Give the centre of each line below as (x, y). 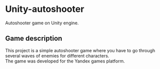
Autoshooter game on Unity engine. (42, 23)
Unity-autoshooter (45, 9)
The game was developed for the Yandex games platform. (65, 61)
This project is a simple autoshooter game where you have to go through (80, 50)
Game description (34, 38)
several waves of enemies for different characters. (57, 56)
